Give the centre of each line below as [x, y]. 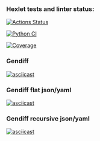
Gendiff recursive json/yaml [48, 118]
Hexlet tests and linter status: [50, 9]
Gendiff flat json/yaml [39, 90]
